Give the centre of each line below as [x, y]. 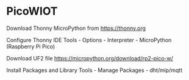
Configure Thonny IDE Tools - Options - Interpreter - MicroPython [89, 40]
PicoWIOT [32, 11]
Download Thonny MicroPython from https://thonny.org [76, 28]
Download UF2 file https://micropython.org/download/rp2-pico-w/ [90, 58]
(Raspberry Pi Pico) [31, 46]
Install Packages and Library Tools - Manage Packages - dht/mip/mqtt [94, 70]
